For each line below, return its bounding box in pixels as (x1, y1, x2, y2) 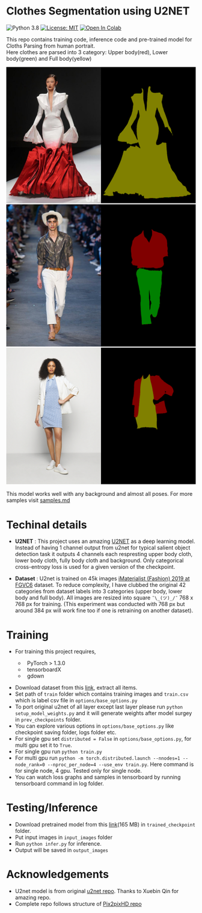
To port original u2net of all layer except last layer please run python (14, 703, 183, 711)
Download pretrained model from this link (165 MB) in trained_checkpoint (14, 821, 195, 828)
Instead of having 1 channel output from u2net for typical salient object (14, 544, 191, 551)
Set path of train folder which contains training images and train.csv (14, 690, 189, 698)
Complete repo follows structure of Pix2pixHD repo (14, 900, 142, 908)
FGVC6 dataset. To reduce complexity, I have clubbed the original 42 (14, 581, 186, 589)
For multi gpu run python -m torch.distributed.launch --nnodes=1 (14, 754, 180, 762)
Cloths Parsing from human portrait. (6, 42, 95, 49)
